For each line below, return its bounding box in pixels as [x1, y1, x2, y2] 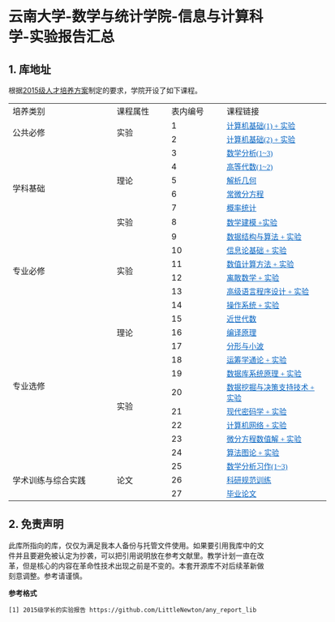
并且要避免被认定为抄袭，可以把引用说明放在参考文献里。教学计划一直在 [15, 551, 257, 560]
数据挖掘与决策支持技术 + [226, 383, 315, 392]
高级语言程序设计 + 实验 [226, 287, 310, 296]
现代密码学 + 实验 [226, 407, 287, 416]
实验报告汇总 [29, 28, 115, 46]
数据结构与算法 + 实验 [226, 233, 302, 242]
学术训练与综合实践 [12, 474, 87, 486]
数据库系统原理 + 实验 [226, 370, 302, 378]
